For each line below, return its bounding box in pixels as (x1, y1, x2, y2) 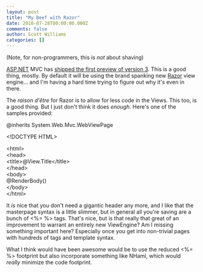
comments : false (6, 25, 47, 32)
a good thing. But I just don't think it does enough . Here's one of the (6, 103, 176, 110)
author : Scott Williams (6, 32, 67, 38)
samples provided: (6, 110, 53, 117)
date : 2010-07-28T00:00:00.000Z (6, 20, 88, 26)
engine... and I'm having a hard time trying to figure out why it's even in (6, 78, 185, 86)
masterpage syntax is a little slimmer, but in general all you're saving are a (6, 208, 191, 216)
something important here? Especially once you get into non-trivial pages (6, 228, 190, 234)
